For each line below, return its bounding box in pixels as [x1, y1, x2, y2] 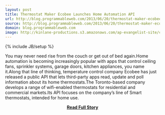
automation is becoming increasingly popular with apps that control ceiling [5, 58, 156, 64]
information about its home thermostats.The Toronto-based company [5, 79, 145, 85]
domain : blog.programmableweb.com [5, 26, 76, 30]
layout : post [5, 7, 32, 12]
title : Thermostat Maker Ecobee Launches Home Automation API [5, 12, 135, 17]
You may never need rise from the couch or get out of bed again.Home [5, 53, 148, 59]
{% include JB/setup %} [5, 44, 54, 49]
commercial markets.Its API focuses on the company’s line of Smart [5, 89, 142, 95]
